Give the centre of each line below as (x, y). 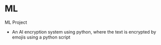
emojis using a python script (41, 37)
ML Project (16, 22)
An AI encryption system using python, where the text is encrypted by (84, 32)
